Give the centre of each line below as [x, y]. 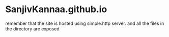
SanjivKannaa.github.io [56, 9]
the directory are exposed [32, 28]
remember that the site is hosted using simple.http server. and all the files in [85, 23]
